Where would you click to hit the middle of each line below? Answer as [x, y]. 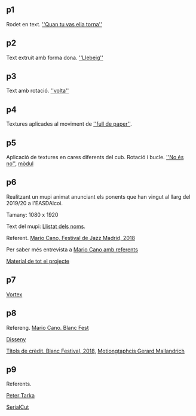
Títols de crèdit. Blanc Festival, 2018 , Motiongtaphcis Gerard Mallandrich [96, 351]
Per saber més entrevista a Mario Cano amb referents [72, 249]
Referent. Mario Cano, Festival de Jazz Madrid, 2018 [71, 238]
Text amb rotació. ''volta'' [38, 91]
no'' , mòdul [20, 163]
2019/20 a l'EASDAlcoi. [35, 203]
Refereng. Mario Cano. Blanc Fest [48, 327]
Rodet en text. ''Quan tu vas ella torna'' [54, 24]
